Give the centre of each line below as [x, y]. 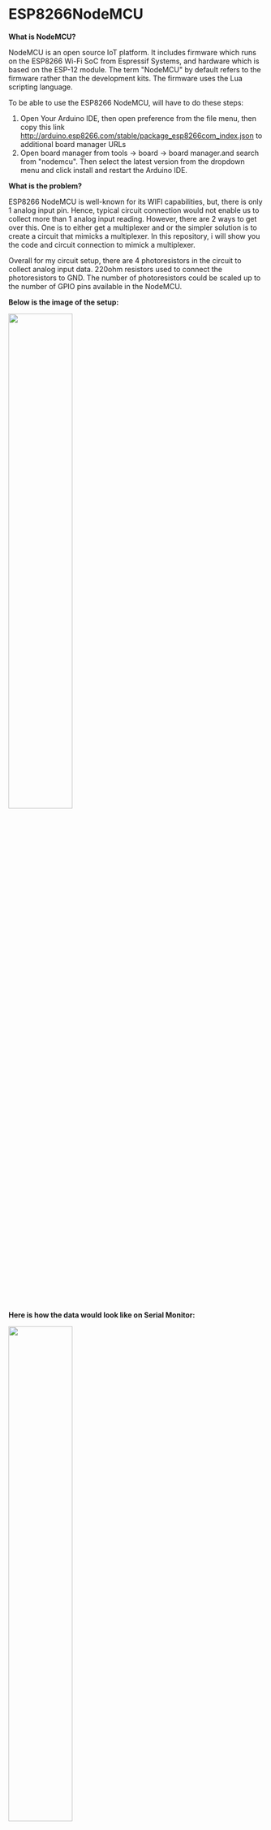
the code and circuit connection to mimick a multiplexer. [102, 244]
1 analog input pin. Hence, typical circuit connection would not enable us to [134, 210]
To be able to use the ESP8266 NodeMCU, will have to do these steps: [126, 102]
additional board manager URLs [73, 144]
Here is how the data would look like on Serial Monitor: [102, 1315]
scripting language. [41, 87]
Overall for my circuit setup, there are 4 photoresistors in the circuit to [125, 260]
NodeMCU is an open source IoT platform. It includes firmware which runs [133, 52]
